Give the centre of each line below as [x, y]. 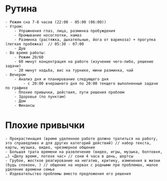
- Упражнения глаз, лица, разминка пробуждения [65, 31]
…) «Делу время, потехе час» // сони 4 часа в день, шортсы [69, 156]
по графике [17, 88]
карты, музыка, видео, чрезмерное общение [50, 147]
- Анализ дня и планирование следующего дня [61, 79]
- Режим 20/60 [29, 57]
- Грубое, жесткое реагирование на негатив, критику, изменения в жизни [83, 160]
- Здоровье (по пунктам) [40, 97]
